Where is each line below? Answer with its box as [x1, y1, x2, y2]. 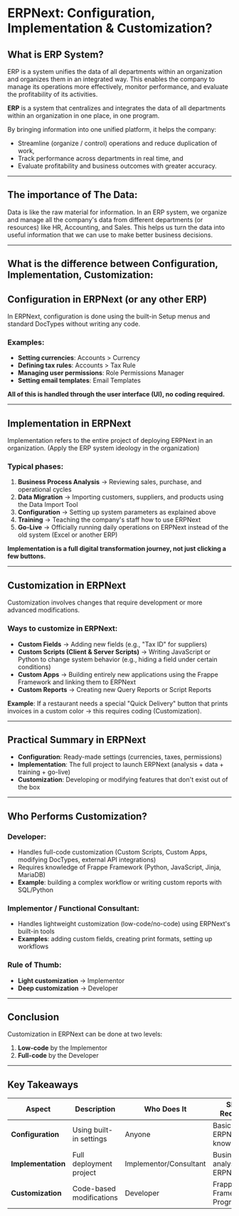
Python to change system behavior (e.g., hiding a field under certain [17, 655, 218, 664]
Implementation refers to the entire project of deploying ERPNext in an [7, 436, 213, 445]
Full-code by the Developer [17, 1052, 99, 1060]
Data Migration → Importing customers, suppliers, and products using [17, 493, 224, 501]
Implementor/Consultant [124, 1159, 206, 1169]
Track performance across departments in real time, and [17, 154, 184, 162]
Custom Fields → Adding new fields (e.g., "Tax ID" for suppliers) [17, 639, 208, 649]
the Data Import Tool [17, 500, 78, 509]
